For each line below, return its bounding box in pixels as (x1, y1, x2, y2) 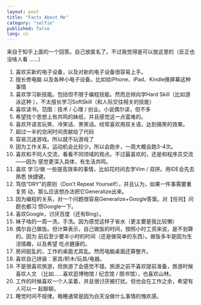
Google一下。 (43, 203, 77, 210)
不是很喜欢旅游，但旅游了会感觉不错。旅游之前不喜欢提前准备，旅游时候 (15, 263, 193, 270)
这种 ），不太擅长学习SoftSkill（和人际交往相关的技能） (20, 98, 155, 105)
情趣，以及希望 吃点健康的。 (20, 240, 91, 248)
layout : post (7, 8, 39, 15)
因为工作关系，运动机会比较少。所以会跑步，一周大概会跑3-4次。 (15, 143, 177, 150)
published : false (7, 25, 50, 32)
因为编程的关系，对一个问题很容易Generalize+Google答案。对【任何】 (15, 196, 189, 203)
